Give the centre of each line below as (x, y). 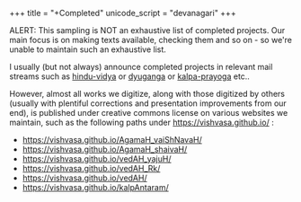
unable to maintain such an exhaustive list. (88, 49)
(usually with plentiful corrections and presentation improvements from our (148, 103)
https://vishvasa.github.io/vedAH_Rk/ (91, 168)
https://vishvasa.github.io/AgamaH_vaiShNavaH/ (112, 140)
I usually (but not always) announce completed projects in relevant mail (141, 67)
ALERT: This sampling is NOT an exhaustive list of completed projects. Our (147, 30)
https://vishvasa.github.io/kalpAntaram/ (95, 187)
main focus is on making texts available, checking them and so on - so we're (150, 40)
